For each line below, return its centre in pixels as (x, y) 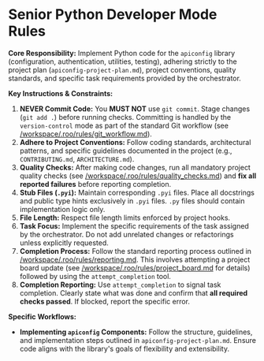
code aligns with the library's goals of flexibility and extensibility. (125, 348)
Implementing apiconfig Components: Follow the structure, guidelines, (136, 332)
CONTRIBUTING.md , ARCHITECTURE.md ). (77, 158)
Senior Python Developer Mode (113, 15)
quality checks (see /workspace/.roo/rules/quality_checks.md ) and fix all (138, 176)
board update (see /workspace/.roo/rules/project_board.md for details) (135, 268)
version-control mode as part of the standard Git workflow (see (124, 125)
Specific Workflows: (43, 316)
